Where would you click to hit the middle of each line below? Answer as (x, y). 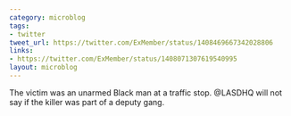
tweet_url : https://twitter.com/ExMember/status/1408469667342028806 (141, 42)
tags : (19, 26)
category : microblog (48, 17)
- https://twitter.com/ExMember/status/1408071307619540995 (124, 59)
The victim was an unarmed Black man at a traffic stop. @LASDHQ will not (146, 92)
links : (21, 51)
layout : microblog (43, 68)
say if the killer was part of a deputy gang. (87, 102)
